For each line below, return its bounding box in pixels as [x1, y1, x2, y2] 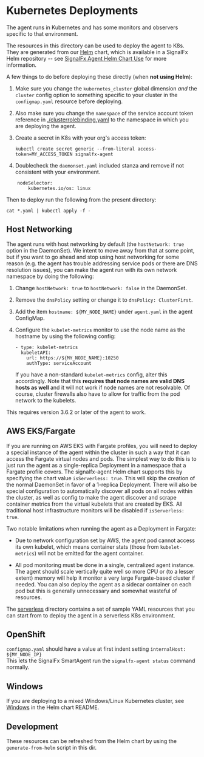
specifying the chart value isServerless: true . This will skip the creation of [6, 474, 195, 481]
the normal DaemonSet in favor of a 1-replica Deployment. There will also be [6, 481, 197, 488]
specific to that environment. [6, 30, 78, 37]
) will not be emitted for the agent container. [34, 549, 144, 557]
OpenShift [6, 629, 46, 639]
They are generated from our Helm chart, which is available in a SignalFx [6, 48, 188, 55]
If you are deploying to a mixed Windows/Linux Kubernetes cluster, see [6, 698, 185, 705]
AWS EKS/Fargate [6, 426, 76, 436]
